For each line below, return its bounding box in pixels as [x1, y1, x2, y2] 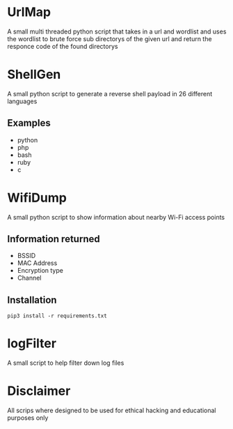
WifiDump [7, 190, 67, 206]
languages [7, 97, 38, 105]
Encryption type [17, 266, 64, 275]
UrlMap [7, 4, 51, 20]
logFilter [7, 336, 57, 352]
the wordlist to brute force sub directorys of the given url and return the [7, 34, 212, 43]
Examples [7, 117, 51, 129]
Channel [17, 273, 42, 283]
